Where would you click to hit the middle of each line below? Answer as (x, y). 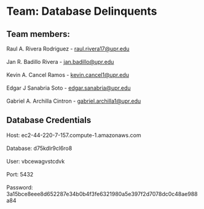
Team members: (38, 34)
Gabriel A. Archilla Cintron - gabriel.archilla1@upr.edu (74, 101)
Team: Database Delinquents (82, 11)
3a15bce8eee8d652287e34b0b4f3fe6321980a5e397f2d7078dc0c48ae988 (102, 194)
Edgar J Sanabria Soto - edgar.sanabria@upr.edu (69, 88)
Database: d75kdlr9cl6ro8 (39, 148)
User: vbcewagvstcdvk (36, 161)
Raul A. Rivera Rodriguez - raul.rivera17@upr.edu (68, 49)
